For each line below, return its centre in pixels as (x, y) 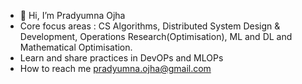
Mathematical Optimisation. (76, 47)
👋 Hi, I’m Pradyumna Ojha (72, 15)
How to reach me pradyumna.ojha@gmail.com (115, 68)
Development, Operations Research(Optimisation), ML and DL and (156, 36)
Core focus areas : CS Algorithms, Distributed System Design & (150, 26)
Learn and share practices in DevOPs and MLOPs (121, 58)
